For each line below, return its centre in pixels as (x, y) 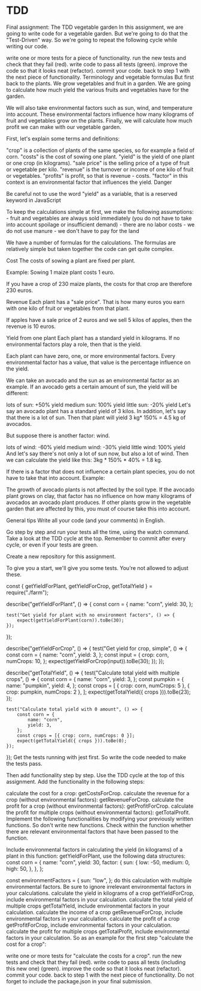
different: (17, 393)
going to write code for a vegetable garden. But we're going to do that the (97, 33)
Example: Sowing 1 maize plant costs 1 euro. (60, 272)
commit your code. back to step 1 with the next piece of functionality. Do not (100, 975)
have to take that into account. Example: (56, 477)
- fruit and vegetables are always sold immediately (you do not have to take (99, 218)
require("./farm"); (28, 592)
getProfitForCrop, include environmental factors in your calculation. (89, 925)
